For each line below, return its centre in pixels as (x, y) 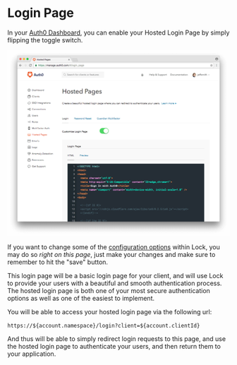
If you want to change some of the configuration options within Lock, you (114, 247)
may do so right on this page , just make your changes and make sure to (111, 254)
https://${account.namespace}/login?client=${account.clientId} (104, 325)
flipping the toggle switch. (45, 40)
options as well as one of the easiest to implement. (81, 298)
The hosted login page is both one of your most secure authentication (109, 290)
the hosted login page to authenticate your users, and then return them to (114, 346)
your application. (32, 354)
